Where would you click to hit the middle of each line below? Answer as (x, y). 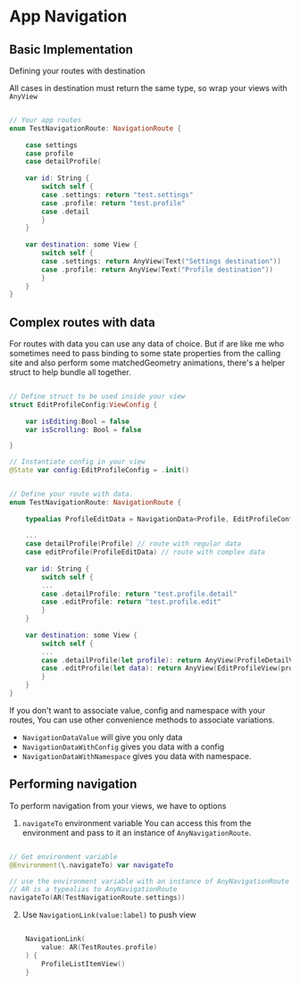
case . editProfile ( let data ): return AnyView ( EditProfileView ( (161, 668)
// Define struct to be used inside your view (97, 397)
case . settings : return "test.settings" (117, 195)
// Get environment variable (63, 856)
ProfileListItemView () (83, 964)
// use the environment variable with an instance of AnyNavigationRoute (150, 881)
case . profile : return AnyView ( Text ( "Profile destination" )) (158, 270)
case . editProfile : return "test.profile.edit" (131, 602)
